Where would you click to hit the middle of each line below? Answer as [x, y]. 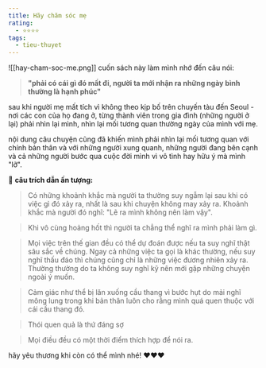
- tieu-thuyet [39, 45]
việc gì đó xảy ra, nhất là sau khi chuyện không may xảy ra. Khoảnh [138, 204]
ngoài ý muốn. [51, 277]
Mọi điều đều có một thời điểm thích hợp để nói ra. [110, 340]
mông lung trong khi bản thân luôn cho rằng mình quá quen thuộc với [141, 301]
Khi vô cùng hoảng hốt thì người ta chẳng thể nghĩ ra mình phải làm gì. [142, 228]
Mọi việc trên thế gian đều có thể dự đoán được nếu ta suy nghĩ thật [139, 243]
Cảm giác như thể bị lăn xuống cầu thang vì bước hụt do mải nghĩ [134, 292]
